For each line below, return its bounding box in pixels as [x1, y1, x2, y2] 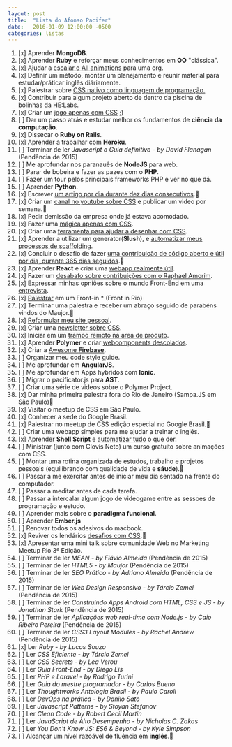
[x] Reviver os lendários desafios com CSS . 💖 [17, 532, 147, 540]
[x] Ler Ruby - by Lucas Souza [17, 643, 107, 651]
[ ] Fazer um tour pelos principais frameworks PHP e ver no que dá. [17, 175, 212, 184]
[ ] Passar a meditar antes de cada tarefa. [17, 487, 138, 495]
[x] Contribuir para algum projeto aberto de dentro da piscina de [17, 94, 203, 102]
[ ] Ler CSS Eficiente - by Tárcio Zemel [17, 651, 130, 659]
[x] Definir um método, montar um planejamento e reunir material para [17, 71, 219, 80]
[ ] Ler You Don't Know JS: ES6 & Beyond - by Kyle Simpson [17, 725, 191, 733]
